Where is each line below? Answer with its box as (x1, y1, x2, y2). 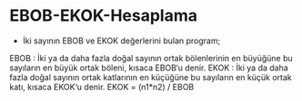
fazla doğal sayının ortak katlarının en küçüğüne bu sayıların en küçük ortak (9, 71, 293, 82)
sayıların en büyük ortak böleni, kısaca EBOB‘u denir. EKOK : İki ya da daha (9, 62, 288, 73)
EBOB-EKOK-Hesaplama (9, 5, 198, 26)
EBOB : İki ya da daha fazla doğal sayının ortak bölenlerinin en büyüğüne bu (9, 52, 293, 63)
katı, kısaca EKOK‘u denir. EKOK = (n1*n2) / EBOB (9, 81, 195, 92)
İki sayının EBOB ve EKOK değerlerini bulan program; (22, 35, 221, 46)
